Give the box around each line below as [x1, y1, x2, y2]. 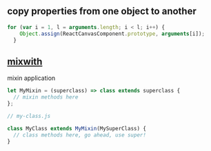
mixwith [7, 55, 43, 68]
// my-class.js [7, 112, 51, 119]
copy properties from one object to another [7, 6, 197, 17]
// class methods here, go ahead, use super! [13, 131, 147, 139]
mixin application [7, 74, 56, 82]
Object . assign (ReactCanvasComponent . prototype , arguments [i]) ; [19, 30, 205, 37]
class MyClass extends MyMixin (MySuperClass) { [7, 125, 147, 132]
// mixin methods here [13, 94, 79, 101]
